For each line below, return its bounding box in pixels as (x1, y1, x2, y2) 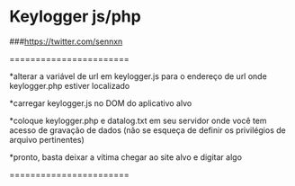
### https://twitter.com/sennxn (9, 36, 123, 47)
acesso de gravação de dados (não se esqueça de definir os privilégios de (9, 124, 286, 136)
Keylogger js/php (9, 6, 141, 27)
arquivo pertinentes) (9, 134, 85, 145)
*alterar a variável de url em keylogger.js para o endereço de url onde (9, 70, 267, 82)
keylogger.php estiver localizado (9, 80, 130, 91)
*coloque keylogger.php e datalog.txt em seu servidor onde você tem (9, 115, 267, 126)
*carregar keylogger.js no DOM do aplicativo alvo (9, 97, 192, 109)
